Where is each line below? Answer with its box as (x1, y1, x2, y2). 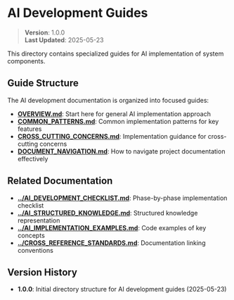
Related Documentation (7, 175, 113, 187)
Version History (7, 266, 77, 278)
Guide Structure (7, 77, 79, 89)
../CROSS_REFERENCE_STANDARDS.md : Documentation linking (17, 238, 206, 247)
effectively (17, 154, 48, 163)
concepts (17, 231, 46, 239)
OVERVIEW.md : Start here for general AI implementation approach (17, 109, 211, 118)
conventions (17, 246, 54, 254)
